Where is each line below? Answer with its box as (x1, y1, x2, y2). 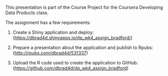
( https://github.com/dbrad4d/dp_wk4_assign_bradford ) (12, 65, 129, 71)
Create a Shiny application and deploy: (12, 29, 94, 35)
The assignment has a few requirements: (5, 20, 91, 25)
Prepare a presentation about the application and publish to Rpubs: (12, 45, 154, 50)
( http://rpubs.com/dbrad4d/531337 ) (12, 50, 88, 56)
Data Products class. (5, 10, 49, 16)
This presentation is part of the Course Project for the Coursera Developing (5, 5, 163, 10)
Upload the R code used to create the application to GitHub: (12, 60, 138, 65)
